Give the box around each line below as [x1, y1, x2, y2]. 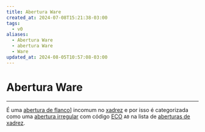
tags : [6, 20, 20, 26]
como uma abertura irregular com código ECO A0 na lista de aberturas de [6, 113, 190, 120]
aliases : [6, 32, 29, 38]
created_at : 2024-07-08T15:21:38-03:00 [6, 15, 108, 21]
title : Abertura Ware [6, 9, 62, 15]
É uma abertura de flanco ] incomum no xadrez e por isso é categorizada [6, 106, 189, 113]
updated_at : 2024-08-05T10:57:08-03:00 [6, 54, 108, 60]
